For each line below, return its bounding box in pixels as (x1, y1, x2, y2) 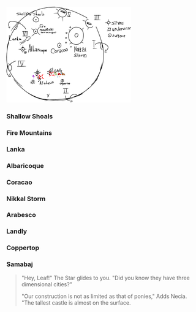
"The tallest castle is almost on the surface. (21, 299, 131, 306)
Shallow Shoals (6, 112, 53, 120)
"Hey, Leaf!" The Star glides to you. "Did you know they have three (21, 274, 190, 281)
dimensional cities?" (21, 280, 72, 288)
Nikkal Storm (6, 194, 46, 203)
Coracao (6, 178, 32, 186)
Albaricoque (6, 161, 44, 170)
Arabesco (6, 211, 37, 219)
